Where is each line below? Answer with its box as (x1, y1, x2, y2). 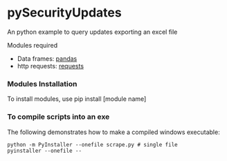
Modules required (7, 41, 57, 49)
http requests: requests (17, 61, 84, 70)
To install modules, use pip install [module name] (7, 95, 147, 103)
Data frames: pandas (17, 54, 78, 63)
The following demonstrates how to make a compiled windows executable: (7, 128, 220, 136)
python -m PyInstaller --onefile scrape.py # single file (7, 141, 178, 148)
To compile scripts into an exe (7, 112, 110, 122)
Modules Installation (7, 79, 78, 88)
